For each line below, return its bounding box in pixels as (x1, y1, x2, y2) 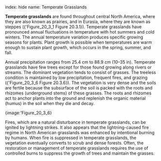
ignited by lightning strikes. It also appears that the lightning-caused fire (5, 125, 149, 130)
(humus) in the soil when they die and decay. (5, 101, 95, 106)
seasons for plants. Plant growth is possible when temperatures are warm (5, 39, 152, 45)
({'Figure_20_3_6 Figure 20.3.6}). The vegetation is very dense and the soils (5, 80, 156, 86)
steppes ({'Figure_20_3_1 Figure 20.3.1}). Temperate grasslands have (5, 24, 142, 30)
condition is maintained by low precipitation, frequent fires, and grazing (5, 75, 148, 80)
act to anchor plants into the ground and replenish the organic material (5, 95, 146, 101)
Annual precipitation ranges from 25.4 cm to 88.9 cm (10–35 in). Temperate (5, 59, 156, 65)
